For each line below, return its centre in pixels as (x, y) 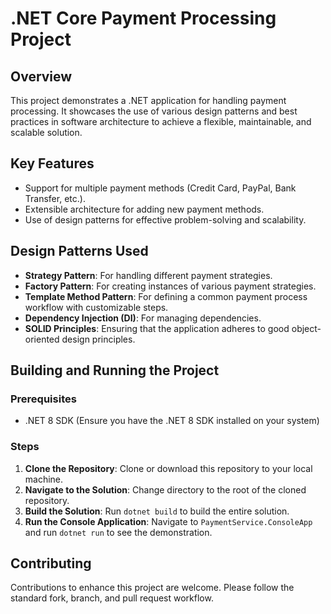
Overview (41, 76)
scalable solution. (46, 132)
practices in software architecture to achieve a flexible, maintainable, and (161, 121)
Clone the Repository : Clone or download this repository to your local (168, 468)
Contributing (51, 563)
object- (306, 328)
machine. (44, 479)
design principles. (98, 339)
